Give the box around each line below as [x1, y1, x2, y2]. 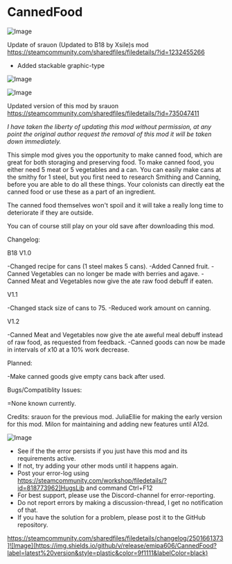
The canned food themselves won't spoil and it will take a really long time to [7, 200, 224, 209]
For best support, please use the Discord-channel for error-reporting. [17, 490, 215, 499]
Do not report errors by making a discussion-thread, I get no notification [17, 498, 224, 506]
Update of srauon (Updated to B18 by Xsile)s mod [7, 40, 149, 49]
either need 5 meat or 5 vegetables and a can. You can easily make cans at [7, 165, 222, 173]
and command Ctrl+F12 [86, 484, 153, 492]
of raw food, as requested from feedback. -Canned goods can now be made [7, 338, 226, 346]
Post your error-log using [17, 469, 89, 477]
